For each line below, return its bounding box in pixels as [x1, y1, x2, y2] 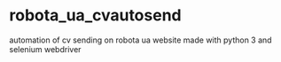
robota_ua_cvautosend [9, 5, 182, 26]
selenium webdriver [9, 43, 82, 54]
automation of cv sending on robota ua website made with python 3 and [9, 35, 272, 45]
